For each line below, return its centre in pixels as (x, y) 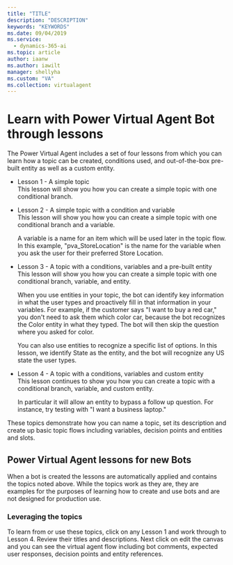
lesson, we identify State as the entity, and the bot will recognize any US (121, 353)
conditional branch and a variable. (66, 225)
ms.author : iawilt (34, 65)
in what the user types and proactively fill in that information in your (114, 302)
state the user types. (47, 360)
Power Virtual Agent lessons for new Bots (99, 459)
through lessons (55, 134)
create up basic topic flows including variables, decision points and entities (115, 431)
